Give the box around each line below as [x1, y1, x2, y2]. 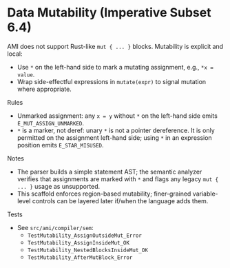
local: [7, 50, 23, 58]
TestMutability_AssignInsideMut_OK [27, 239, 129, 246]
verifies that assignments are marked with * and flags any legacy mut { [17, 174, 219, 183]
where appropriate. [17, 85, 72, 93]
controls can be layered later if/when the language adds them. [32, 196, 209, 205]
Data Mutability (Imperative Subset [7, 5, 211, 21]
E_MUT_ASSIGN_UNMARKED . [17, 118, 85, 127]
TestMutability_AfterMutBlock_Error [27, 254, 133, 261]
